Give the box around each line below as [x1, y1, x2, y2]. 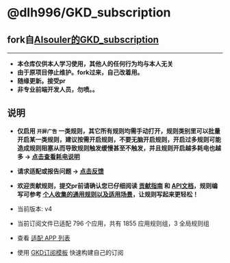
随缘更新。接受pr [16, 77, 66, 85]
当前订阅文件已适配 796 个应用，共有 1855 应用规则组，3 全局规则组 [16, 219, 210, 227]
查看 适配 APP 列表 [16, 234, 71, 242]
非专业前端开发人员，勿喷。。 [16, 86, 99, 93]
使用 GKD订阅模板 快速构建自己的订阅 [16, 248, 124, 256]
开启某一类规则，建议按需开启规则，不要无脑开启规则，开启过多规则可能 [16, 135, 221, 143]
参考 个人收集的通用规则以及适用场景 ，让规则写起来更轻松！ [29, 190, 199, 198]
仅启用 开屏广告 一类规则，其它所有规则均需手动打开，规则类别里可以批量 [16, 127, 221, 135]
